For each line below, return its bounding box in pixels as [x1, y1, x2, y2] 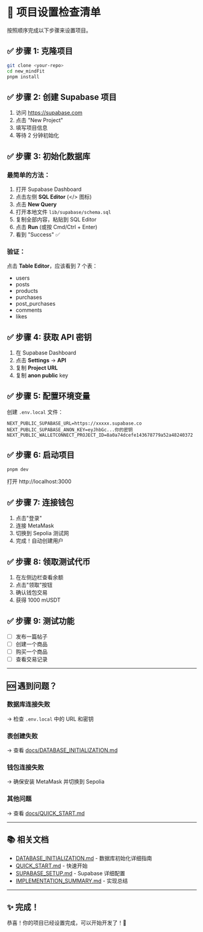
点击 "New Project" [15, 117, 64, 124]
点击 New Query [15, 201, 57, 208]
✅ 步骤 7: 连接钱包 [7, 497, 74, 507]
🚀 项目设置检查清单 [7, 5, 101, 19]
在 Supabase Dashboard [15, 349, 77, 356]
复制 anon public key [15, 371, 69, 379]
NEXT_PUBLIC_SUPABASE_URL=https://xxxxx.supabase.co [7, 420, 142, 426]
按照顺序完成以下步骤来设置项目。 [7, 27, 92, 34]
